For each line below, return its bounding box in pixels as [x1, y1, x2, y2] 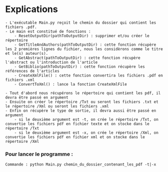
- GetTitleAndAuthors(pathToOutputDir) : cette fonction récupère [14, 42, 156, 47]
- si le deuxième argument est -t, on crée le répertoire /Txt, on [14, 117, 158, 122]
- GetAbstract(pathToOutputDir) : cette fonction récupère [14, 55, 141, 60]
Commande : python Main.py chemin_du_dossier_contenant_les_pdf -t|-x [5, 162, 156, 167]
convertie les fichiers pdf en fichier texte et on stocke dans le [5, 121, 150, 126]
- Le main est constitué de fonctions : [5, 29, 92, 34]
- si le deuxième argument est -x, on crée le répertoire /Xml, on [14, 130, 158, 135]
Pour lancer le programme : [5, 150, 73, 157]
